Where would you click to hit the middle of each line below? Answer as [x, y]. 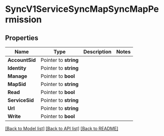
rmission [23, 20]
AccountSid [22, 60]
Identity [17, 68]
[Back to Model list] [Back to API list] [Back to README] [62, 129]
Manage [18, 76]
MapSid [17, 84]
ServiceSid [21, 100]
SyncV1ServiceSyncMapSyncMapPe [82, 9]
